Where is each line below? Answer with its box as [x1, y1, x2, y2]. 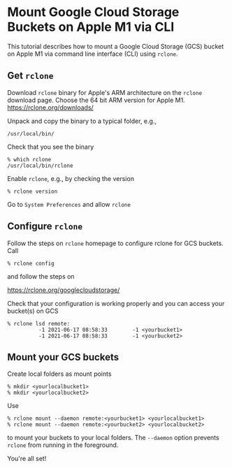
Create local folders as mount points [7, 370, 112, 378]
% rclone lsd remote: [7, 320, 71, 327]
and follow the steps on [7, 272, 75, 280]
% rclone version [7, 188, 58, 195]
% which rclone [7, 156, 52, 163]
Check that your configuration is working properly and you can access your [7, 299, 225, 307]
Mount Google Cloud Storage [7, 4, 180, 20]
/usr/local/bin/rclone [7, 162, 73, 169]
